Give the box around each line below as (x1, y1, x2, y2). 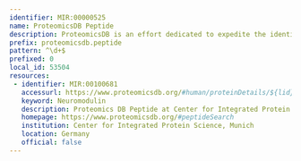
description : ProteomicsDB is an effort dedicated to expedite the (9, 30, 267, 38)
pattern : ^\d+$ (9, 47, 66, 55)
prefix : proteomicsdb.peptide (9, 38, 123, 47)
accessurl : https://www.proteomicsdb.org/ (21, 88, 182, 97)
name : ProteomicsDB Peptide (9, 21, 115, 30)
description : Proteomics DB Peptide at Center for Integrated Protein (21, 105, 291, 114)
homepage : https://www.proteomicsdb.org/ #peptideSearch (21, 113, 235, 122)
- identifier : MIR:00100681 (13, 80, 118, 89)
